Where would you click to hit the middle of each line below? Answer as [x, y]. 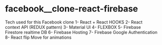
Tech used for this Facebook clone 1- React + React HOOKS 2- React [74, 22]
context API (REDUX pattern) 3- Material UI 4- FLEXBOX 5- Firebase [73, 27]
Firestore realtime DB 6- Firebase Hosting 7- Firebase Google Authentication [81, 32]
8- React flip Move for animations [38, 37]
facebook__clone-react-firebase [72, 9]
